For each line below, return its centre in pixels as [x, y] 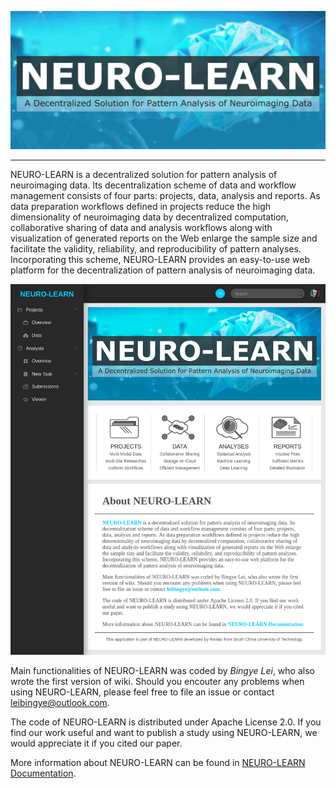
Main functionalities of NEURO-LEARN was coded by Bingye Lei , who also [162, 671]
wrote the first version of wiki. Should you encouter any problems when [157, 682]
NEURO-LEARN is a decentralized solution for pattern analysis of [144, 174]
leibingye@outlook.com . [60, 703]
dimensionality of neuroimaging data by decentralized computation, [149, 217]
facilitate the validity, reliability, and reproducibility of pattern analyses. [156, 248]
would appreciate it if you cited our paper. [96, 743]
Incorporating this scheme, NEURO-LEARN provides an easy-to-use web [160, 259]
